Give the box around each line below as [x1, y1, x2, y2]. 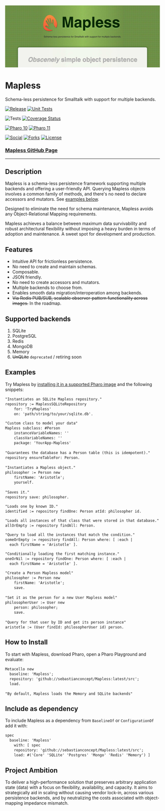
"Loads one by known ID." [5, 504, 58, 509]
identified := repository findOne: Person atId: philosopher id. [5, 509, 141, 514]
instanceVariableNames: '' [14, 430, 69, 435]
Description [5, 167, 42, 176]
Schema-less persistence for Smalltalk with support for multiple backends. [5, 97, 156, 103]
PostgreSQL [12, 333, 37, 339]
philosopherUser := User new [5, 600, 65, 605]
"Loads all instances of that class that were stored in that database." [5, 518, 160, 523]
